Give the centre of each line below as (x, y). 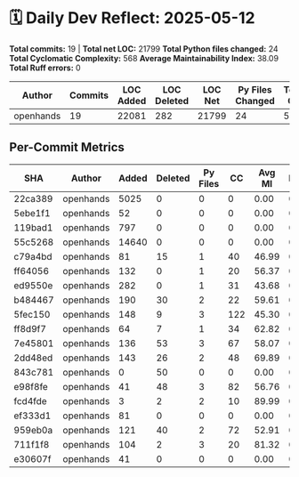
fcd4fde (30, 400)
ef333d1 (32, 416)
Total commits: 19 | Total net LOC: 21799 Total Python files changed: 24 (144, 49)
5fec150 (32, 314)
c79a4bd (33, 256)
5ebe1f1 (32, 213)
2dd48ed (33, 358)
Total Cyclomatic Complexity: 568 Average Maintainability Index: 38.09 (144, 58)
